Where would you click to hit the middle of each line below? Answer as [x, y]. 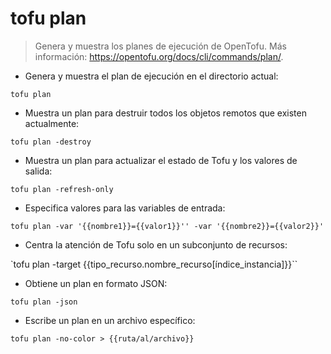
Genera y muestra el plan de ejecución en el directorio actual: [151, 76]
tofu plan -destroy [51, 142]
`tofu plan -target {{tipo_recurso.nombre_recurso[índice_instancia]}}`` [154, 264]
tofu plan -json [44, 302]
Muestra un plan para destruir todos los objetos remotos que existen [165, 113]
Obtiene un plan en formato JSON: [96, 283]
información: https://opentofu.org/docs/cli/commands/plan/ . [159, 56]
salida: [38, 171]
